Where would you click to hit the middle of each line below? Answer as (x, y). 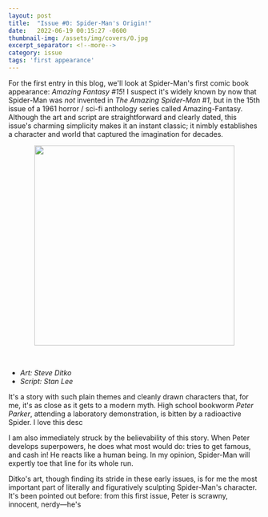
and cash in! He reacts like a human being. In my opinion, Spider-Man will (129, 455)
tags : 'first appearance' (51, 61)
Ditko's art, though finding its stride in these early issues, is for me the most (133, 479)
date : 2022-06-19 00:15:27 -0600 (68, 30)
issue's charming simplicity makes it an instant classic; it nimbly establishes (133, 126)
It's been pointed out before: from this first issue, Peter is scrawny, (118, 495)
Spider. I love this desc (46, 422)
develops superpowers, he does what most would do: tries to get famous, (130, 446)
